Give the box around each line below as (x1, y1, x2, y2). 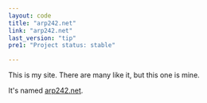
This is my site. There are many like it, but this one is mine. (8, 70, 201, 80)
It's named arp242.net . (8, 85, 84, 96)
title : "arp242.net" (8, 19, 77, 27)
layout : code (8, 11, 52, 20)
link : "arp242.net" (8, 26, 73, 34)
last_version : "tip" (8, 34, 77, 42)
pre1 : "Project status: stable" (8, 42, 115, 50)
